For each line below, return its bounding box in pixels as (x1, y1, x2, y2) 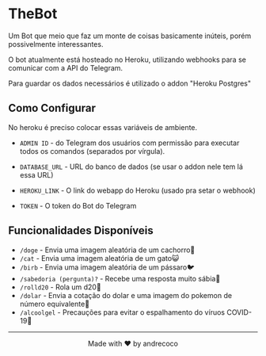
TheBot (8, 5, 58, 23)
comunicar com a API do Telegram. (8, 63, 123, 72)
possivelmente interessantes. (8, 39, 104, 48)
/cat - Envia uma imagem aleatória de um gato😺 (19, 253, 180, 262)
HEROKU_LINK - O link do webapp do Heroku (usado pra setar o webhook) (19, 186, 256, 195)
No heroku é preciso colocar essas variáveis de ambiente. (8, 122, 198, 132)
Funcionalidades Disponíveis (8, 224, 154, 238)
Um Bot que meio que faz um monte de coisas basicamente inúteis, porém (8, 31, 252, 40)
